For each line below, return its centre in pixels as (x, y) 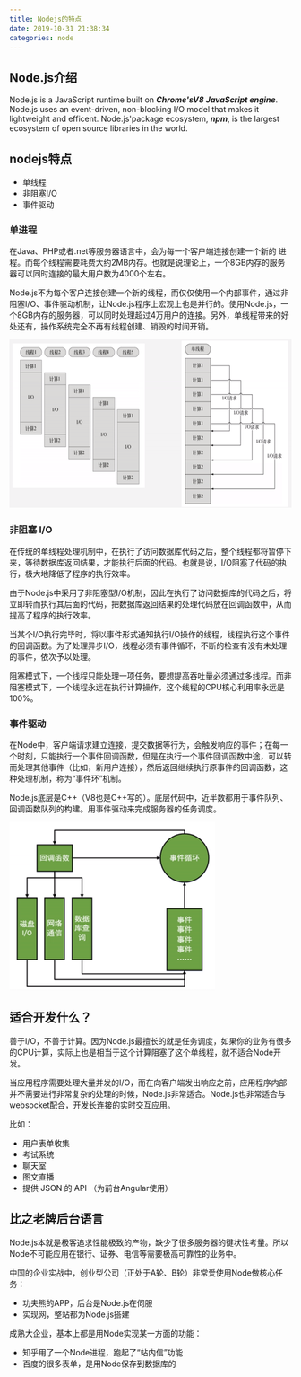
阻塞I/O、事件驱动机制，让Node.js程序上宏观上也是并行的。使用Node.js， (145, 304)
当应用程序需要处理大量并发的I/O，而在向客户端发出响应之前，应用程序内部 (148, 1083)
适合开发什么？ (51, 1017)
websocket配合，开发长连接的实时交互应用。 (92, 1105)
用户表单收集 (46, 1143)
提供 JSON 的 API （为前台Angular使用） (97, 1188)
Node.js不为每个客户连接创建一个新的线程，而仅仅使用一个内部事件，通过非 (149, 293)
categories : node (42, 38)
